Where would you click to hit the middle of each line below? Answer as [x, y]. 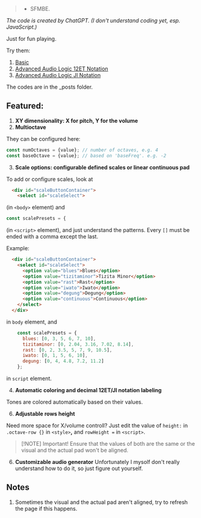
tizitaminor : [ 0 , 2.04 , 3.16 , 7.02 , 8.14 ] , [78, 344]
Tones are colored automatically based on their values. [75, 402]
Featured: [25, 106]
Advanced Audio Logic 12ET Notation [61, 69]
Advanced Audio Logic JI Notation [58, 75]
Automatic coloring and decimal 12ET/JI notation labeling [88, 390]
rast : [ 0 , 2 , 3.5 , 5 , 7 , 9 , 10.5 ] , [67, 350]
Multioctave [31, 127]
